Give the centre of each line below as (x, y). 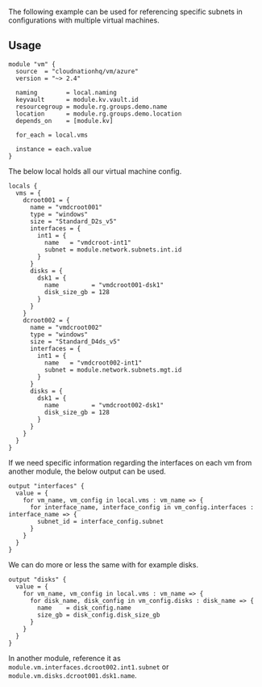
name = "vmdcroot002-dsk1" (104, 405)
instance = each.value (54, 149)
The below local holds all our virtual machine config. (95, 171)
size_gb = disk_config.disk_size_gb (99, 615)
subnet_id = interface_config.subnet (100, 521)
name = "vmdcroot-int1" (87, 242)
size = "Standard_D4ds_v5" (75, 341)
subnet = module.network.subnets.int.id (113, 250)
